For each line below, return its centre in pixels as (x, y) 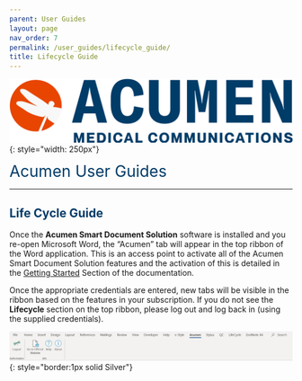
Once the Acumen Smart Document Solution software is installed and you (147, 235)
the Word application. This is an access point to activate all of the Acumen (147, 254)
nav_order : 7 (34, 38)
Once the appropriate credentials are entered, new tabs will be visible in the (149, 290)
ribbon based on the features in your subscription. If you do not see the (142, 300)
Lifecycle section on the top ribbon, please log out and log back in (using (145, 309)
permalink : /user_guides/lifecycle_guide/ (90, 48)
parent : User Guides (48, 19)
